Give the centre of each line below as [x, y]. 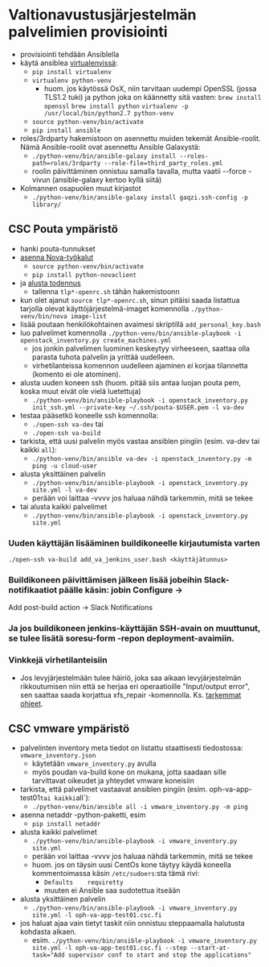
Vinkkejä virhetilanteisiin [58, 660]
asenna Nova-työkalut [57, 257]
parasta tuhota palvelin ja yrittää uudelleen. [103, 357]
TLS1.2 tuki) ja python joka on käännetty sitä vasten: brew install [153, 97]
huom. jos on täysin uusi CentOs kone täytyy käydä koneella [131, 865]
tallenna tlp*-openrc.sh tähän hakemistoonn [106, 291]
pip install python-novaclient [84, 275]
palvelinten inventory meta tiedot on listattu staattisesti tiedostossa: [131, 748]
